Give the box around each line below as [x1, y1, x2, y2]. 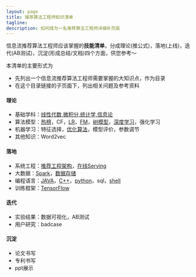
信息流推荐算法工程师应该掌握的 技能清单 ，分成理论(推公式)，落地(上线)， [6, 42, 185, 49]
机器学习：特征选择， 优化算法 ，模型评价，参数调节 [14, 125, 140, 133]
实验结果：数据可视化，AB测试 [14, 213, 90, 220]
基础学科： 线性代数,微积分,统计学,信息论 [14, 111, 113, 118]
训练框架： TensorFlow [14, 184, 70, 191]
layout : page [6, 8, 38, 15]
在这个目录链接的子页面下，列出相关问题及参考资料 [14, 82, 140, 89]
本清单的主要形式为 [6, 62, 53, 69]
